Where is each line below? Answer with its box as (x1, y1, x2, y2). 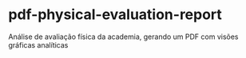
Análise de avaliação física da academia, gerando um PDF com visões (8, 32, 239, 41)
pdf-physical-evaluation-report (8, 6, 222, 24)
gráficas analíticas (8, 40, 69, 49)
